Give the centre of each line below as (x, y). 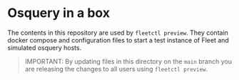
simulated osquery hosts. (45, 47)
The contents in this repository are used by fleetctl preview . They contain (118, 33)
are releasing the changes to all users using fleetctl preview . (116, 69)
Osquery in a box (59, 13)
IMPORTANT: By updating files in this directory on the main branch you (128, 61)
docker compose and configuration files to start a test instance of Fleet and (118, 40)
